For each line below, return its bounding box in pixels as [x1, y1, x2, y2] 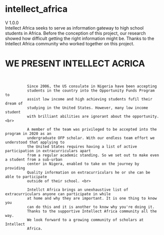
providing [5, 166, 26, 170]
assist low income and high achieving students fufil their [27, 97, 153, 101]
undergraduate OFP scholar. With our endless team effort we [27, 135, 155, 140]
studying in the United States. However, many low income [27, 105, 148, 110]
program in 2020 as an [5, 131, 52, 136]
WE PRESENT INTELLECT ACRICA [5, 58, 145, 69]
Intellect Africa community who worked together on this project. [5, 40, 135, 46]
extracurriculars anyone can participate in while [5, 191, 111, 197]
